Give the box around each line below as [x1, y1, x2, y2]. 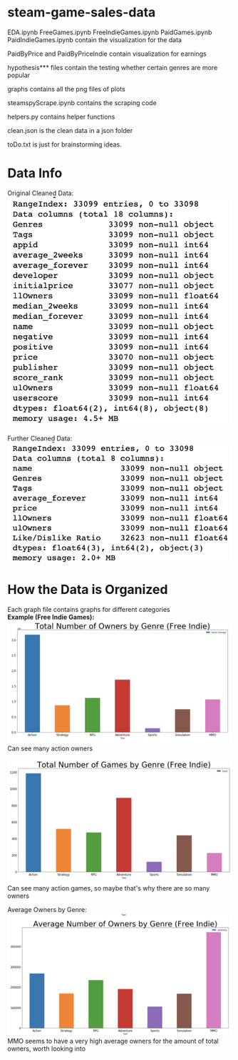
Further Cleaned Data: [7, 434, 73, 442]
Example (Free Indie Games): [7, 613, 95, 621]
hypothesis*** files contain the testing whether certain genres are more [7, 63, 218, 71]
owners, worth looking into [7, 1044, 86, 1053]
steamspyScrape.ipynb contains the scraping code [7, 98, 157, 107]
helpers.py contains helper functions [7, 112, 115, 121]
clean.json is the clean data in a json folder [7, 126, 133, 134]
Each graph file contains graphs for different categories [7, 605, 170, 613]
